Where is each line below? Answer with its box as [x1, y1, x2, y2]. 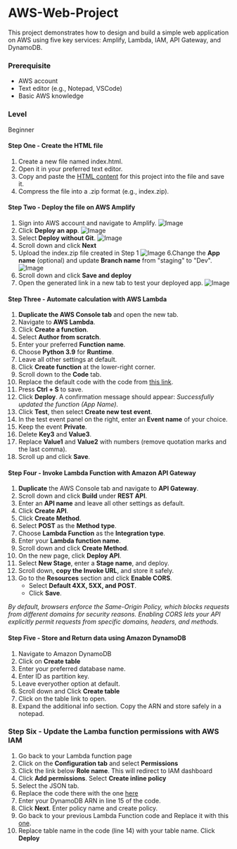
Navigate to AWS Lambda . [18, 318, 96, 327]
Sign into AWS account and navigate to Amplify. [18, 218, 157, 227]
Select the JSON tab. [18, 781, 79, 790]
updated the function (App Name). [18, 400, 119, 409]
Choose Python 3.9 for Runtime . [18, 348, 115, 356]
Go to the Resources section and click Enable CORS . [18, 574, 172, 582]
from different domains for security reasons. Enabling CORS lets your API [8, 610, 221, 619]
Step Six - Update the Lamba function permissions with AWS [8, 727, 219, 736]
